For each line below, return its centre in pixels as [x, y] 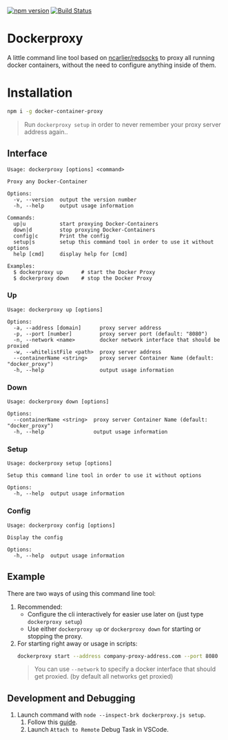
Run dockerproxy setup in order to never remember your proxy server [123, 124]
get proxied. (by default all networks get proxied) [104, 676]
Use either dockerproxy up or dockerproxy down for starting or [114, 629]
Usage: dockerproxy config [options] [61, 525]
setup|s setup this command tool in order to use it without [114, 242]
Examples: [21, 266]
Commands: [21, 217]
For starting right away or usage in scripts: [77, 643]
